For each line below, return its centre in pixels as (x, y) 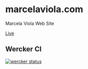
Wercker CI (24, 49)
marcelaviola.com (44, 9)
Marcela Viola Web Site (30, 23)
